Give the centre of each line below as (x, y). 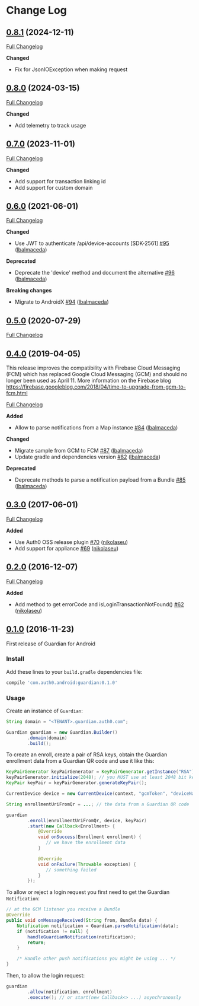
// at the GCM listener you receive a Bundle (63, 909)
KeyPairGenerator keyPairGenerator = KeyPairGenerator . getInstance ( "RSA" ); (102, 772)
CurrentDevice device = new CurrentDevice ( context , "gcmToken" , (87, 794)
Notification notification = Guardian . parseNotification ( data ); (98, 926)
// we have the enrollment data (86, 843)
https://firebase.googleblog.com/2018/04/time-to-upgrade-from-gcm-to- (96, 387)
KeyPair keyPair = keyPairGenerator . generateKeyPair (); (76, 783)
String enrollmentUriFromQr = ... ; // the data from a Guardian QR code (98, 804)
